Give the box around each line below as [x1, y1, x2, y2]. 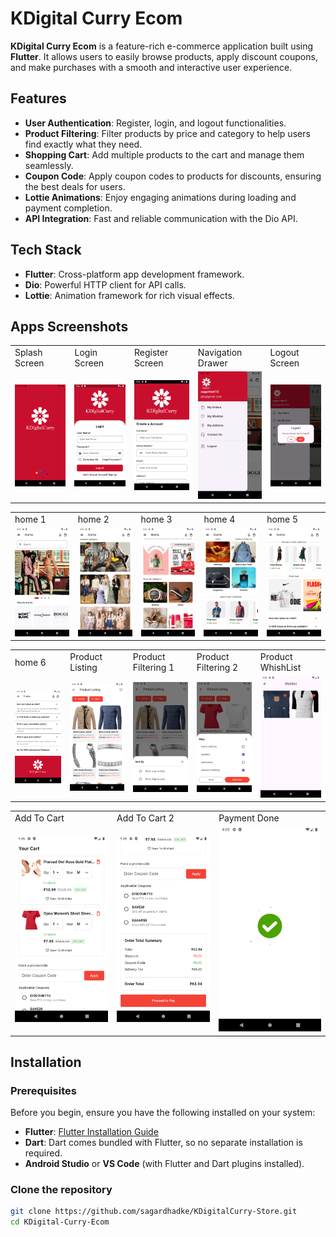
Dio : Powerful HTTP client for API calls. [24, 278, 187, 291]
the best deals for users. [24, 180, 126, 192]
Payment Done [218, 812, 280, 824]
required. [24, 1147, 63, 1159]
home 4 [203, 513, 236, 525]
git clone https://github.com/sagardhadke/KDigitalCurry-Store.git [10, 1207, 298, 1217]
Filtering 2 [196, 662, 239, 674]
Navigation [197, 347, 243, 359]
